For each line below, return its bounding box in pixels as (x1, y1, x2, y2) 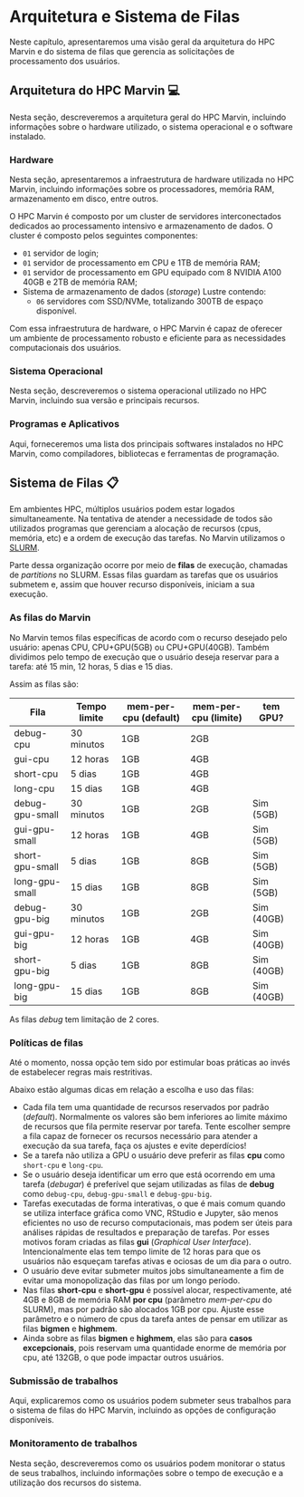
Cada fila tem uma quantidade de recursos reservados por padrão (22, 1102, 270, 1113)
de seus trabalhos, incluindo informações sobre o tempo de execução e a (9, 1467, 283, 1478)
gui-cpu (14, 752, 50, 765)
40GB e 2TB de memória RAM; (22, 276, 138, 287)
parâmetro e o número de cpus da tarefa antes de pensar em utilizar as (22, 1314, 288, 1325)
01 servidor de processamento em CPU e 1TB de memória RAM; (22, 257, 261, 268)
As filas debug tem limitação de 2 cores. (9, 1013, 160, 1025)
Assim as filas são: (9, 678, 80, 690)
